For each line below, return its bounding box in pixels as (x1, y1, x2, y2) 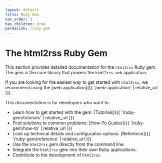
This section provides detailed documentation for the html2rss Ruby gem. (5, 64, 156, 70)
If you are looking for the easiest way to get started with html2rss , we (5, 79, 148, 85)
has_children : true (5, 21, 46, 27)
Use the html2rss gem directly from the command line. (12, 141, 125, 147)
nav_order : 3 (5, 17, 32, 22)
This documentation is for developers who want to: (5, 100, 110, 106)
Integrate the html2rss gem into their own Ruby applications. (12, 146, 137, 153)
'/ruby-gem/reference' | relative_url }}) (12, 136, 91, 142)
